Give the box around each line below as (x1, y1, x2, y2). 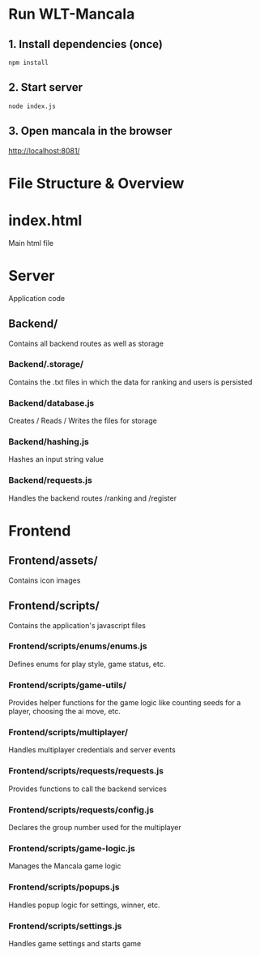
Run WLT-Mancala (8, 5, 135, 24)
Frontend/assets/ (8, 553, 99, 568)
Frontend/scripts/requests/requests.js (8, 765, 164, 777)
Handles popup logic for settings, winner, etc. (8, 900, 160, 910)
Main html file (8, 238, 54, 248)
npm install (8, 58, 49, 67)
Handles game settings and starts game (8, 938, 142, 948)
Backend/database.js (8, 397, 95, 408)
